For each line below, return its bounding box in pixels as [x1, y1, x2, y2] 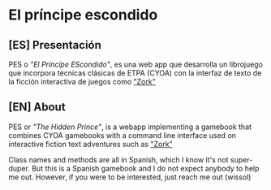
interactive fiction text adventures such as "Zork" [8, 139, 173, 149]
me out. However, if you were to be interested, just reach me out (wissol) [8, 172, 252, 182]
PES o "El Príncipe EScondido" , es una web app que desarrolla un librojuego [8, 59, 264, 69]
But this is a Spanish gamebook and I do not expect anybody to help [31, 163, 260, 173]
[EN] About [8, 100, 67, 114]
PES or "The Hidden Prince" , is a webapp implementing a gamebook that [8, 122, 252, 132]
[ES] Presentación [8, 38, 101, 52]
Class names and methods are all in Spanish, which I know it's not [8, 154, 229, 164]
